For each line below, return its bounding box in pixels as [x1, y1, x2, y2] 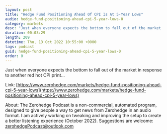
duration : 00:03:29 [5, 30, 46, 35]
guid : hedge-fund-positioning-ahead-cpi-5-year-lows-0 [5, 49, 121, 54]
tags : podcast [5, 44, 35, 49]
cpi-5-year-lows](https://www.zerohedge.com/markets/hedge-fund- [5, 87, 147, 93]
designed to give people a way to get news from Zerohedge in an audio [5, 107, 152, 113]
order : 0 [5, 53, 23, 59]
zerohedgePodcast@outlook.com [5, 123, 74, 129]
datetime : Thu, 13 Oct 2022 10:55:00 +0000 [5, 40, 97, 45]
